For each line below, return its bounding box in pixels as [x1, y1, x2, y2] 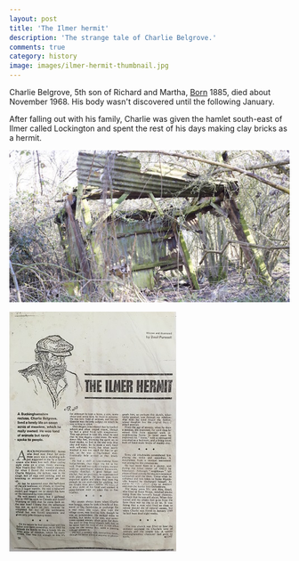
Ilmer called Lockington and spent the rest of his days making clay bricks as [9, 123, 287, 134]
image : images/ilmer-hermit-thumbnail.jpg [9, 61, 169, 70]
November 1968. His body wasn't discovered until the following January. [9, 96, 275, 107]
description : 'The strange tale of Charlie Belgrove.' [9, 33, 217, 42]
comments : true [9, 43, 66, 52]
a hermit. [9, 133, 42, 142]
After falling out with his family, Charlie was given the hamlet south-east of [9, 114, 283, 124]
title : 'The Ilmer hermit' [9, 23, 109, 33]
